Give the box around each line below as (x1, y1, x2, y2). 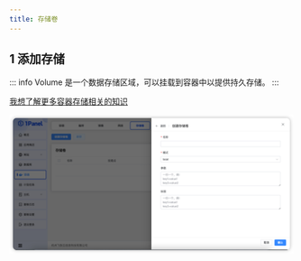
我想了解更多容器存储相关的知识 (9, 96, 128, 107)
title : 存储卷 (9, 14, 59, 23)
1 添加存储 (9, 51, 66, 67)
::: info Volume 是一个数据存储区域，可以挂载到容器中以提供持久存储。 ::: (9, 77, 279, 88)
